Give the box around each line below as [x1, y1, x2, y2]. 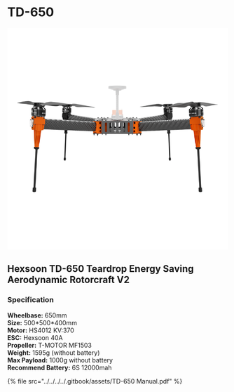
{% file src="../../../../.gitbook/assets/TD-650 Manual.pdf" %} [7, 377, 183, 385]
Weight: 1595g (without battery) [7, 348, 100, 357]
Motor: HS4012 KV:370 [7, 326, 75, 334]
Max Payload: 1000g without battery [7, 355, 113, 364]
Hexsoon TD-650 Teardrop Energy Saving [7, 263, 194, 275]
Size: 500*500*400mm [7, 318, 77, 327]
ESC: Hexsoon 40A [7, 333, 63, 341]
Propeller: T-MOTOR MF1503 [7, 341, 92, 349]
